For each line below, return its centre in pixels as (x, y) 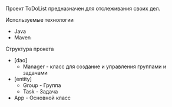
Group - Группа (42, 85)
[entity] (23, 79)
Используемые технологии (40, 20)
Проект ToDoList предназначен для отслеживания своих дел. (83, 9)
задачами (35, 73)
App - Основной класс (42, 98)
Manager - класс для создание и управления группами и (95, 66)
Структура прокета (30, 49)
